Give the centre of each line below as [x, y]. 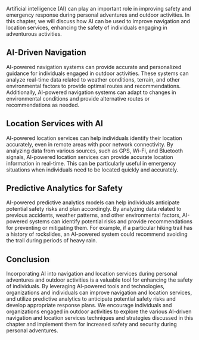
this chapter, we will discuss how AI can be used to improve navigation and [98, 21]
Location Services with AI [55, 124]
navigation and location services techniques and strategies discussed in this [100, 318]
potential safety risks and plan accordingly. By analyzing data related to [94, 209]
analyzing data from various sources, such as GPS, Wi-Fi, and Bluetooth [95, 151]
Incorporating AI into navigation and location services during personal [92, 274]
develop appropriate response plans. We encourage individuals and [89, 305]
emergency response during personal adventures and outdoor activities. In [98, 15]
